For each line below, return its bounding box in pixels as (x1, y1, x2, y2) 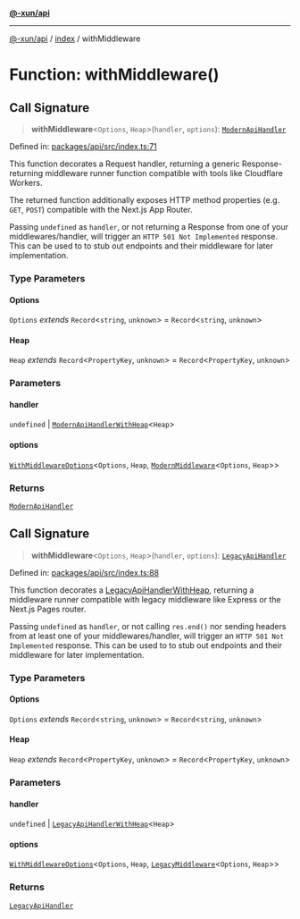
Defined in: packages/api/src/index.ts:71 (9, 141, 158, 151)
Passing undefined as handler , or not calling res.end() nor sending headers (9, 620, 287, 631)
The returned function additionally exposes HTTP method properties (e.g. (9, 195, 280, 205)
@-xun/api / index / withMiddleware (9, 33, 141, 44)
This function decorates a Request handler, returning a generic (9, 158, 240, 169)
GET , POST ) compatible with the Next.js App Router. (9, 205, 193, 215)
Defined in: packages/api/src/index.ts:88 (9, 567, 160, 578)
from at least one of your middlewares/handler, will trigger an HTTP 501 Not (9, 630, 284, 641)
